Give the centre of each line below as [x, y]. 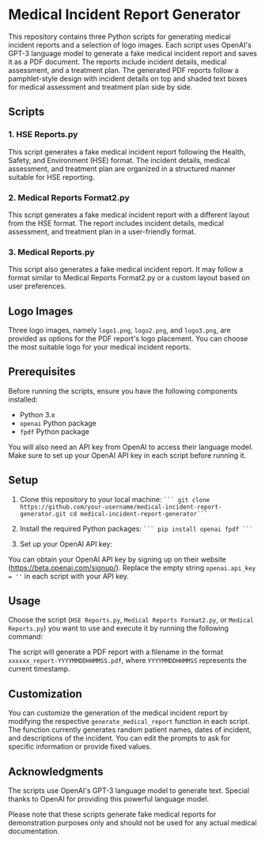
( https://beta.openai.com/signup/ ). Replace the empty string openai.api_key [132, 567]
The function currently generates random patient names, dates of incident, [130, 730]
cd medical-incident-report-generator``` [139, 514]
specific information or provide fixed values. [80, 747]
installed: [23, 399]
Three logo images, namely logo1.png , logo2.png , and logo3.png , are [119, 330]
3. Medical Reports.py [51, 252]
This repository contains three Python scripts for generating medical [119, 36]
